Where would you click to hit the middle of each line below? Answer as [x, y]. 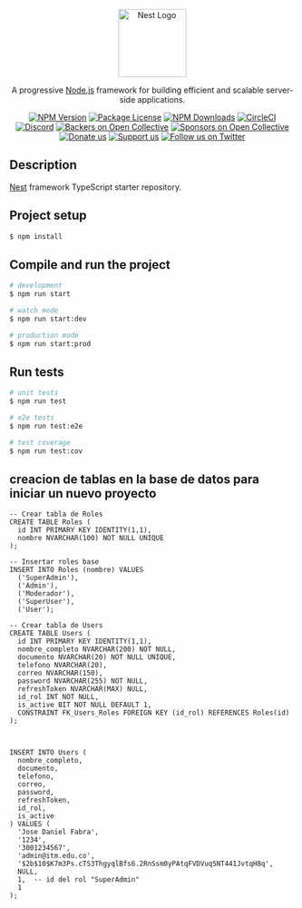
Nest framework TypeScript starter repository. [96, 187]
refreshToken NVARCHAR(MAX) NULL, [83, 689]
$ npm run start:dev [49, 319]
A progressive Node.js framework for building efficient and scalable [138, 90]
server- [280, 90]
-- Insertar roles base [54, 562]
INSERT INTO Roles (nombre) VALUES [77, 570]
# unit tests [34, 393]
